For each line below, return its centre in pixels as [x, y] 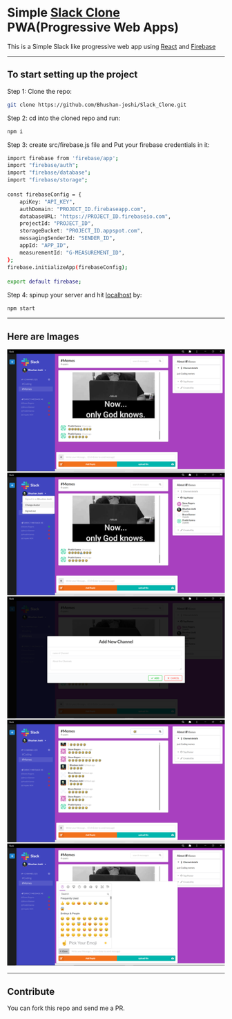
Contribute [31, 991]
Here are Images [43, 336]
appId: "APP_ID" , [45, 246]
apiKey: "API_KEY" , [48, 201]
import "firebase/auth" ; [43, 166]
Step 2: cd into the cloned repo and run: [64, 118]
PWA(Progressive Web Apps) [93, 27]
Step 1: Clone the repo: [40, 91]
